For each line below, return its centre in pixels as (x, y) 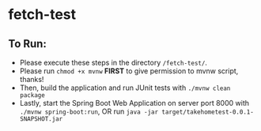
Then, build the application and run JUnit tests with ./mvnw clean (125, 88)
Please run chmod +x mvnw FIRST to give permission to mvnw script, (129, 71)
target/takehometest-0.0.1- (208, 112)
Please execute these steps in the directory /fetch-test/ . (113, 62)
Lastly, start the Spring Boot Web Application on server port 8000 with (134, 103)
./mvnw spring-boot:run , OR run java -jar (89, 111)
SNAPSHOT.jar (41, 119)
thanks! (32, 79)
